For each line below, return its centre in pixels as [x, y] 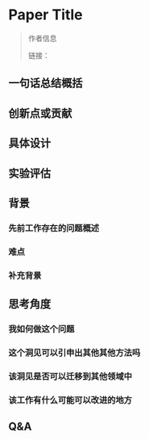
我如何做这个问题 [41, 328]
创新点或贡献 [40, 113]
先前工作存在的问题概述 [54, 228]
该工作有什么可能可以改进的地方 [70, 399]
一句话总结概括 [46, 84]
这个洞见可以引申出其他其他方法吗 [74, 353]
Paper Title [46, 15]
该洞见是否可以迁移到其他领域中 [70, 376]
